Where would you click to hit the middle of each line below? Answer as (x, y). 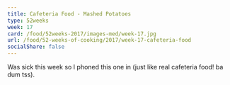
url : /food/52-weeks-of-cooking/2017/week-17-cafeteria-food (99, 40)
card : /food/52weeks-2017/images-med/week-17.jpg (82, 34)
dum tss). (21, 74)
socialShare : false (36, 47)
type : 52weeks (28, 21)
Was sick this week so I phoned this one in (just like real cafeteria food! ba (115, 67)
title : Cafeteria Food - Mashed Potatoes (69, 14)
